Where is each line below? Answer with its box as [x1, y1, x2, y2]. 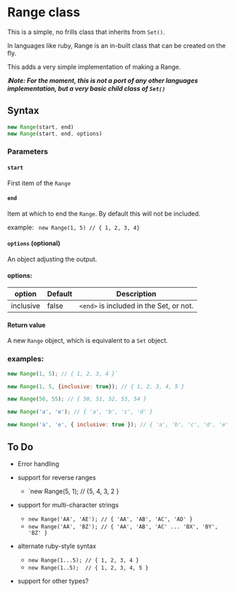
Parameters [7, 146, 48, 156]
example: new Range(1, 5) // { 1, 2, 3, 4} [7, 223, 140, 231]
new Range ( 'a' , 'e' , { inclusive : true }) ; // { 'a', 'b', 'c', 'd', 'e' [7, 422, 229, 429]
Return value [7, 320, 46, 329]
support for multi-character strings [17, 500, 119, 509]
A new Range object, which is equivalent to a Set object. [7, 337, 168, 345]
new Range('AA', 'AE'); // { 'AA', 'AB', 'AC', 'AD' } [28, 516, 193, 523]
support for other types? [17, 576, 90, 585]
